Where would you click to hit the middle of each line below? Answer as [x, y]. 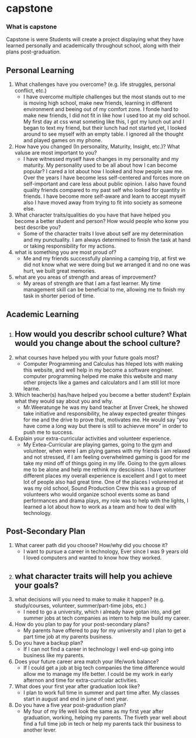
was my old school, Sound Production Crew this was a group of [100, 488]
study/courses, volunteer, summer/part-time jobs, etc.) [80, 606]
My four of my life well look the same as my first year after [93, 711]
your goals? [37, 585]
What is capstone [32, 27]
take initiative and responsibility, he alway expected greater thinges [104, 413]
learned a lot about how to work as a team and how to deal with [100, 507]
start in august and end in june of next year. [76, 699]
